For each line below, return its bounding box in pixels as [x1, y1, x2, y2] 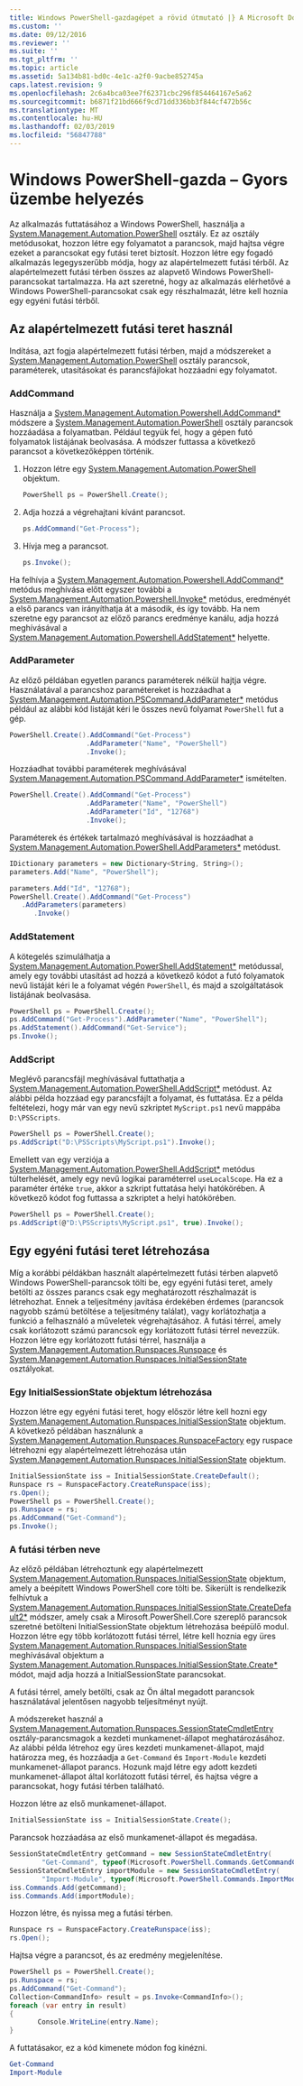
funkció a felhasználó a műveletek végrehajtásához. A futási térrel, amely [9, 1315, 281, 1326]
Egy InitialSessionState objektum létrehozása [9, 1386, 213, 1398]
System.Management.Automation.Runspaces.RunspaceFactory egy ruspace [9, 1435, 293, 1445]
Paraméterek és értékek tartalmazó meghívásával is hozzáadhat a [9, 832, 254, 843]
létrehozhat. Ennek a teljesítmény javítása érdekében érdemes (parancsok [9, 1296, 284, 1306]
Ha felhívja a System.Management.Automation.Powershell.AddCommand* [9, 574, 284, 585]
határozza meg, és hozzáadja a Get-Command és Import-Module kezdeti [9, 1752, 267, 1763]
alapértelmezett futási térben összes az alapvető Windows [9, 266, 227, 277]
